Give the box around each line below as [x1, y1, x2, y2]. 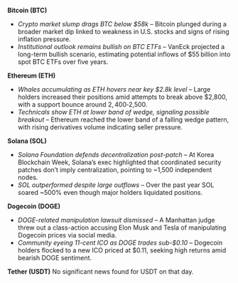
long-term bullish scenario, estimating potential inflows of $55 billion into [17, 50, 231, 58]
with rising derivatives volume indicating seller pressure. [17, 123, 183, 131]
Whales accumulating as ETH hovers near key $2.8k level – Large [17, 85, 211, 93]
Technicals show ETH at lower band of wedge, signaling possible [17, 108, 210, 116]
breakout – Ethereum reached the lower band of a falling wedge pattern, [17, 115, 229, 124]
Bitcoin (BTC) [7, 6, 48, 14]
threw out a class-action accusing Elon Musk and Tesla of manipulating [17, 223, 227, 232]
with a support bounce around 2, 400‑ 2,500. [17, 100, 148, 109]
